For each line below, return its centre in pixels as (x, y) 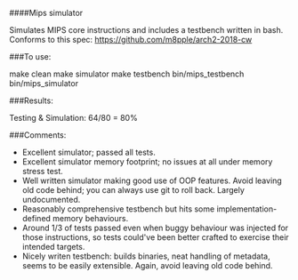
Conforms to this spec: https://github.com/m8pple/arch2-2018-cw (131, 40)
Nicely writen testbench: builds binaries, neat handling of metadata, (146, 256)
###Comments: (38, 135)
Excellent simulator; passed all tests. (89, 152)
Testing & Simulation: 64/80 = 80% (73, 118)
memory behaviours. (91, 218)
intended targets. (53, 247)
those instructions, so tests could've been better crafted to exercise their (155, 237)
